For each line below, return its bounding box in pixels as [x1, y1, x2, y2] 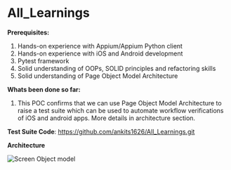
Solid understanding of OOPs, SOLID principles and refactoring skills [17, 64, 216, 72]
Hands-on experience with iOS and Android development [17, 49, 183, 58]
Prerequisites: [7, 28, 50, 37]
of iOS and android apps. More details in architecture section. [17, 114, 195, 122]
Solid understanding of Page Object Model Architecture [17, 72, 178, 80]
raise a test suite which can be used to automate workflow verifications [17, 106, 224, 115]
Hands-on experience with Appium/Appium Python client [17, 41, 183, 50]
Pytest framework [17, 56, 70, 65]
